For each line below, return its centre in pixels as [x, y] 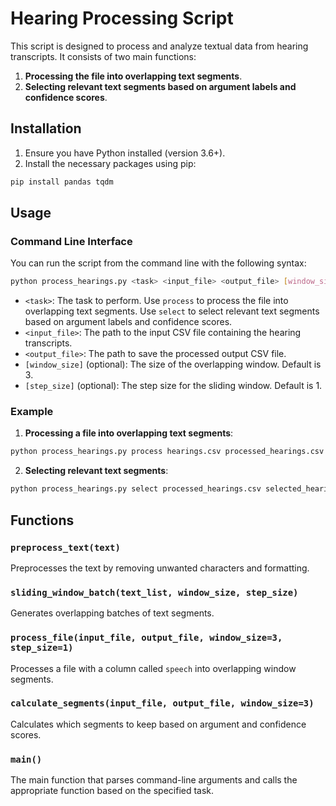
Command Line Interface [71, 241]
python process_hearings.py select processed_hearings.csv [136, 489]
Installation [46, 128]
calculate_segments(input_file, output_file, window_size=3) [162, 703]
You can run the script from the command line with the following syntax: [158, 263]
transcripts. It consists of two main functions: [103, 56]
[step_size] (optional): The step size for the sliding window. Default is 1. [173, 386]
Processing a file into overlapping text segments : [129, 433]
